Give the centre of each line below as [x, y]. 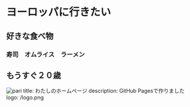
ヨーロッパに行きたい [59, 12]
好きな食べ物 [30, 36]
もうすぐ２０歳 [34, 75]
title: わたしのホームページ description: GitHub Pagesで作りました [104, 91]
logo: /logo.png [25, 97]
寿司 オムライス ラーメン [46, 54]
